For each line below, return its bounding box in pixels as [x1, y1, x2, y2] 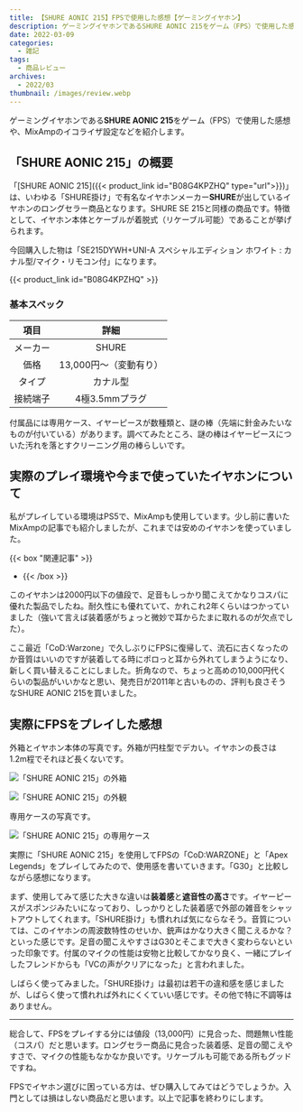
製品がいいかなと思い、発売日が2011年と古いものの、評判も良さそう [32, 676, 287, 687]
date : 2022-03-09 [9, 30, 75, 39]
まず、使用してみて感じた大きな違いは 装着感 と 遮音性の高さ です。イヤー [9, 891, 277, 903]
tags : [9, 55, 30, 64]
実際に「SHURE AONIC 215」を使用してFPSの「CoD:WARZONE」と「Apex [9, 849, 289, 860]
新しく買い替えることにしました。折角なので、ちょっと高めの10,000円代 [9, 665, 280, 676]
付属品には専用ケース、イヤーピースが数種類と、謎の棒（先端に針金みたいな [9, 417, 293, 428]
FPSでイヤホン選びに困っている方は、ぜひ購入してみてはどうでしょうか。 [9, 1081, 284, 1092]
